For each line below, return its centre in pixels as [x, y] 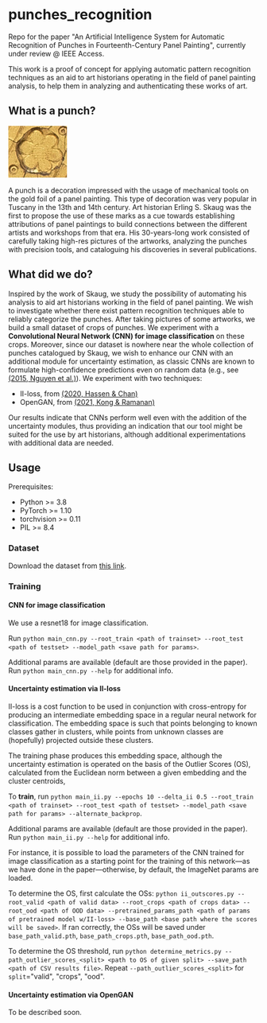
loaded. [21, 878]
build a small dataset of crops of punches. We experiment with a [114, 327]
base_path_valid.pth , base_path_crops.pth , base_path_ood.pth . [111, 935]
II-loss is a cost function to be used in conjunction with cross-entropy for [128, 706]
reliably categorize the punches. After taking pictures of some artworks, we [132, 319]
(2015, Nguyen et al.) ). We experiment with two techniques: [105, 378]
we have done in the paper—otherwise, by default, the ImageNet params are [133, 869]
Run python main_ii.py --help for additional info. [89, 837]
